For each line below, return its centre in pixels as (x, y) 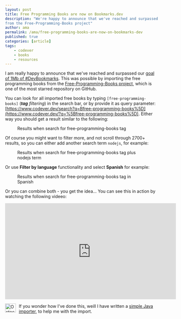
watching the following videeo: (36, 197)
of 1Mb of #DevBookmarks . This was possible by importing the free (73, 79)
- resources (26, 60)
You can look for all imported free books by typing (55, 99)
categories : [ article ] (28, 41)
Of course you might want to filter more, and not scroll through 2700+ (75, 138)
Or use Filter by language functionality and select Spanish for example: (77, 167)
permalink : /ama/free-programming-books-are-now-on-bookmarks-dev (74, 32)
